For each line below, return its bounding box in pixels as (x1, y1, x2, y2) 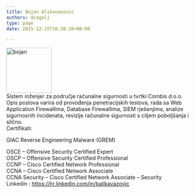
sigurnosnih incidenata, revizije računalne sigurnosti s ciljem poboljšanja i (6, 112, 189, 119)
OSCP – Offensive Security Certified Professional (6, 154, 129, 162)
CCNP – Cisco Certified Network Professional (6, 161, 120, 168)
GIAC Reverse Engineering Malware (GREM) (6, 136, 116, 144)
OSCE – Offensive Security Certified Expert (6, 148, 113, 156)
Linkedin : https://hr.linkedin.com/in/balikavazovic (6, 180, 130, 188)
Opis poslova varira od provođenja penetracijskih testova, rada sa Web (6, 99, 182, 106)
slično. (6, 118, 23, 125)
